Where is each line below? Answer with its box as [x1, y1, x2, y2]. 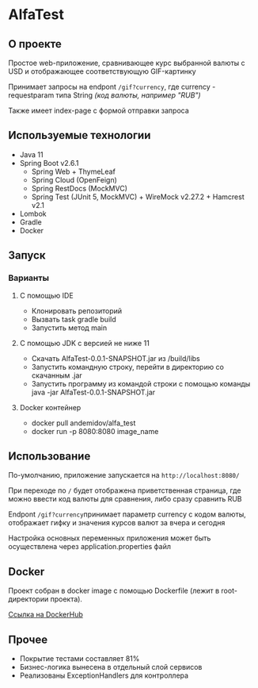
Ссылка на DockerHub [8, 609, 83, 620]
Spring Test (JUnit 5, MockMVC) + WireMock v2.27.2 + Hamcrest [31, 192, 245, 202]
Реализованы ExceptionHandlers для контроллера [19, 671, 188, 680]
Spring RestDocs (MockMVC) [31, 183, 128, 193]
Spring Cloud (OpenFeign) [31, 175, 117, 184]
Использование [8, 449, 91, 463]
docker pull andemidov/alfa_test [31, 418, 136, 428]
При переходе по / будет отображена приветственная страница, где [8, 486, 241, 495]
